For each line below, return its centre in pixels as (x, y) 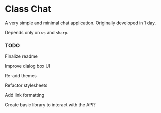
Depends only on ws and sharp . (37, 32)
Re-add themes (21, 76)
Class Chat (28, 9)
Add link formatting (25, 95)
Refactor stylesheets (26, 85)
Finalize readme (22, 56)
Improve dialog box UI (28, 66)
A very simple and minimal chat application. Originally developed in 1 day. (81, 23)
